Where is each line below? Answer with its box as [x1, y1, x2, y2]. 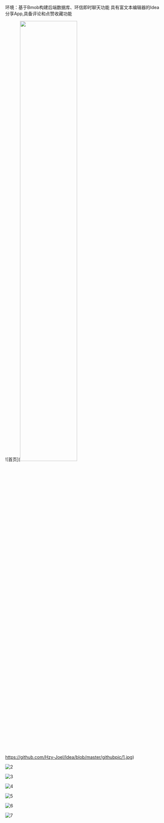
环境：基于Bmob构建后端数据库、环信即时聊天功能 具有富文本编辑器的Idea [5, 5, 159, 10]
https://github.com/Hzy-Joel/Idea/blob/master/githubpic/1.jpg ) [5, 754, 134, 760]
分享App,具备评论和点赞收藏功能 [5, 11, 72, 17]
